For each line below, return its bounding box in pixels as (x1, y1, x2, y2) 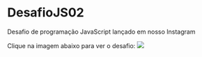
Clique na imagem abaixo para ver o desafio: (7, 41, 136, 49)
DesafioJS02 (7, 5, 85, 21)
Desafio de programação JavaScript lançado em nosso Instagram (7, 27, 196, 36)
